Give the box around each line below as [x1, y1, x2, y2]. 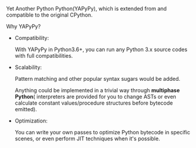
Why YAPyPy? [6, 23, 41, 30]
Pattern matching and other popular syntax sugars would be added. [14, 75, 181, 82]
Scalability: [14, 64, 42, 71]
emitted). [14, 106, 37, 112]
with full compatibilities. [14, 52, 73, 59]
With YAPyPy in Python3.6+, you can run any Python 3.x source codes [14, 46, 188, 53]
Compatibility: [14, 34, 49, 41]
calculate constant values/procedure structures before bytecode [14, 99, 173, 106]
